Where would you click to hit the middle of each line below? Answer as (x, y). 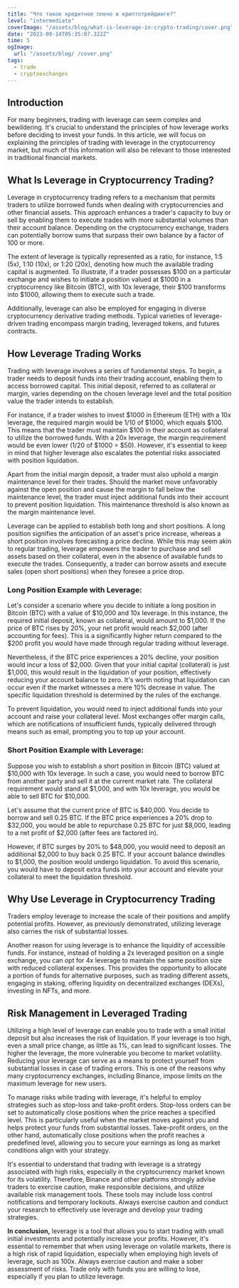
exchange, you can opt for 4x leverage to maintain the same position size (115, 960)
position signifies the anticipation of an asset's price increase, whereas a (114, 533)
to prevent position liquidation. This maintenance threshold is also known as (118, 504)
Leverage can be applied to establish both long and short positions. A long (116, 526)
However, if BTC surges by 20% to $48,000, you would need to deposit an (116, 846)
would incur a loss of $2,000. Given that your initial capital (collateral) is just (118, 665)
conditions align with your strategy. (59, 1150)
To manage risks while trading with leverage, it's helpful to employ (104, 1097)
